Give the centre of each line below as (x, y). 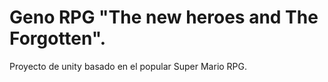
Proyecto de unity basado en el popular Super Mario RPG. (128, 66)
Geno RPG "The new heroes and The (164, 17)
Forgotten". (58, 38)
